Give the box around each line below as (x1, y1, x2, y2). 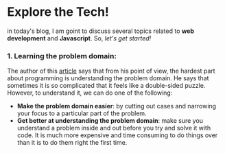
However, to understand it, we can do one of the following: (7, 89, 173, 97)
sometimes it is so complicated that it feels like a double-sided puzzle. (7, 82, 206, 90)
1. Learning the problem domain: (7, 51, 117, 60)
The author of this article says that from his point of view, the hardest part (7, 67, 215, 75)
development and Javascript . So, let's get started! (7, 34, 152, 42)
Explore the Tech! (7, 4, 110, 20)
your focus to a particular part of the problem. (16, 109, 147, 117)
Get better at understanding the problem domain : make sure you (16, 117, 204, 125)
